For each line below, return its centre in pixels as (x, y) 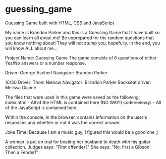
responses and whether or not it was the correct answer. (63, 122)
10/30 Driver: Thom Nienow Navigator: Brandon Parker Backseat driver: (78, 82)
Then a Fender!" (22, 152)
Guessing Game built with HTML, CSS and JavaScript (60, 23)
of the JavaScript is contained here (41, 107)
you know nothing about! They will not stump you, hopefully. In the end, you (83, 43)
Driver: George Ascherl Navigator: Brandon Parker (56, 72)
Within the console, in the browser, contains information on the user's (76, 117)
